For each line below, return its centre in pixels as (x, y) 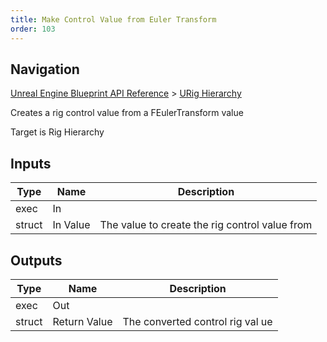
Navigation (45, 69)
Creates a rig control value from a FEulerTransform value (127, 113)
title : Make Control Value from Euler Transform (113, 19)
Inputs (31, 163)
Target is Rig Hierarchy (57, 132)
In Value (71, 225)
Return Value (82, 321)
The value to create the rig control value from (206, 225)
